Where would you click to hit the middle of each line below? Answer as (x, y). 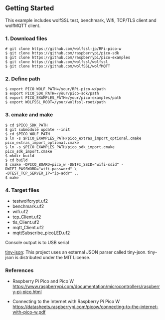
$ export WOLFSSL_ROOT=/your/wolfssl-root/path (56, 102)
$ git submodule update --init (38, 129)
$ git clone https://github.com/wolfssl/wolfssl (57, 62)
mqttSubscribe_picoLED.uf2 (41, 233)
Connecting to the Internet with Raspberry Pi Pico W (66, 302)
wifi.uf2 (20, 211)
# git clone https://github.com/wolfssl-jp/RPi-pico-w (63, 49)
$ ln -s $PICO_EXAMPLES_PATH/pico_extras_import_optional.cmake (73, 138)
